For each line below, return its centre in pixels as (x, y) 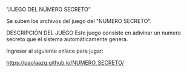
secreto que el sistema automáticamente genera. (67, 39)
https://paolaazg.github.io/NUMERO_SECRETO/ (65, 63)
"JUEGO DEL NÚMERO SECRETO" (49, 9)
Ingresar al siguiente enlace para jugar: (55, 51)
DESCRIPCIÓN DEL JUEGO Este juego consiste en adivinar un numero (94, 33)
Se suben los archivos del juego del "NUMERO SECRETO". (79, 21)
